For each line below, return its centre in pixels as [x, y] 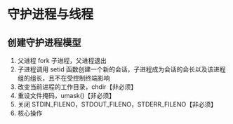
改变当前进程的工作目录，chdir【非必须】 [77, 87]
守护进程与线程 [51, 14]
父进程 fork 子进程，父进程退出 [62, 61]
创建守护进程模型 [44, 42]
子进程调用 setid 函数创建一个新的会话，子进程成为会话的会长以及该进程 [121, 69]
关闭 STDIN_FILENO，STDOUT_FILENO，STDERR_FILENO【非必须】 [117, 104]
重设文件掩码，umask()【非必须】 [66, 96]
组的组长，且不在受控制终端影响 [64, 78]
